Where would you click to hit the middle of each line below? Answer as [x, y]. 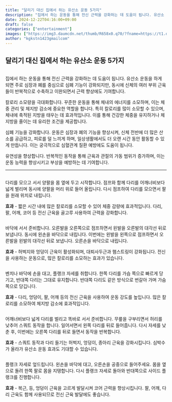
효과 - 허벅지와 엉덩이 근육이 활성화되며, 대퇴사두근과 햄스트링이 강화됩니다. [81, 251]
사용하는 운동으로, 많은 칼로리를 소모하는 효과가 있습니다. [67, 258]
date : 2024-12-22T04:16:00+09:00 [41, 19]
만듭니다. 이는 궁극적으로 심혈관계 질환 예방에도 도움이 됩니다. [72, 145]
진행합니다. [30, 377]
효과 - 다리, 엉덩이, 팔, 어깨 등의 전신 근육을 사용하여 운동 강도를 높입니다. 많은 [83, 297]
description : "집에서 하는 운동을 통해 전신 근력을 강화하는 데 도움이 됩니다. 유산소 [85, 15]
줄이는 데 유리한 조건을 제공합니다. [53, 121]
